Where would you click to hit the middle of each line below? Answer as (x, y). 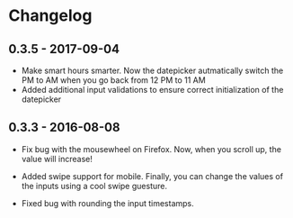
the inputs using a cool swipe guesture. (94, 186)
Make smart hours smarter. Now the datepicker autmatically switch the (152, 70)
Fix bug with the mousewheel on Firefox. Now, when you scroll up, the (151, 149)
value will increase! (57, 159)
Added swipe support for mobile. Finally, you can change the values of (152, 176)
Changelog (50, 16)
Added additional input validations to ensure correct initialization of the (152, 90)
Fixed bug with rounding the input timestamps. (107, 203)
